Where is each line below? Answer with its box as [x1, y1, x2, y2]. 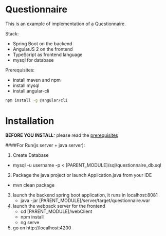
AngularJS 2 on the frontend [12, 46, 73, 52]
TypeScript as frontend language [12, 51, 83, 58]
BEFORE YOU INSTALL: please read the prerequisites [5, 132, 118, 138]
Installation [5, 115, 54, 126]
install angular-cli [12, 87, 50, 94]
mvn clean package [12, 181, 55, 188]
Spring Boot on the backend [12, 40, 72, 47]
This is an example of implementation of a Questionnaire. [5, 21, 126, 27]
